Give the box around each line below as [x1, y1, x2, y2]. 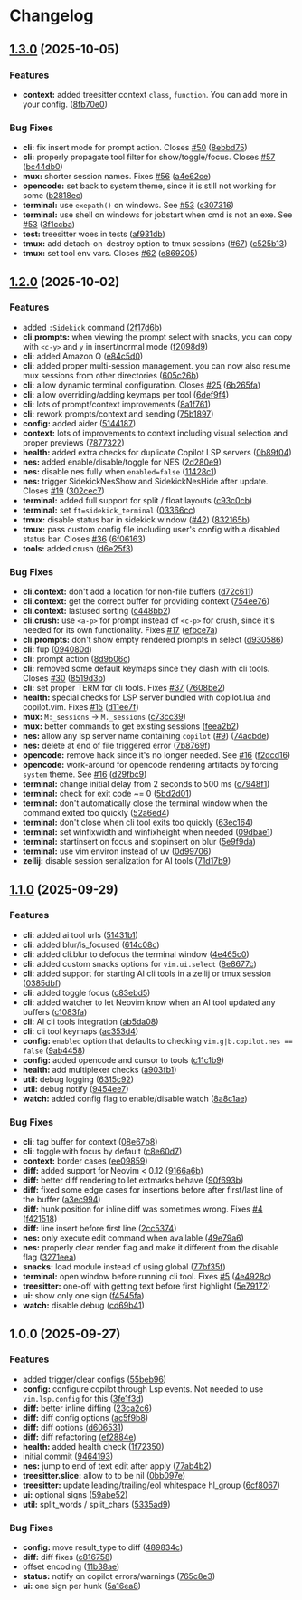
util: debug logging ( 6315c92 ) [22, 1074, 134, 1085]
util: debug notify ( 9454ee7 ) [22, 1083, 129, 1094]
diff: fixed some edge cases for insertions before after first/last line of [22, 1184, 283, 1195]
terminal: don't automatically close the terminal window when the [22, 798, 269, 809]
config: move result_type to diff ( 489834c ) [22, 1542, 184, 1553]
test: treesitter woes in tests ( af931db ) [22, 228, 165, 240]
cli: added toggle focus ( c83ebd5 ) [22, 987, 151, 998]
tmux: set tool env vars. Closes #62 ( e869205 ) [22, 248, 198, 259]
